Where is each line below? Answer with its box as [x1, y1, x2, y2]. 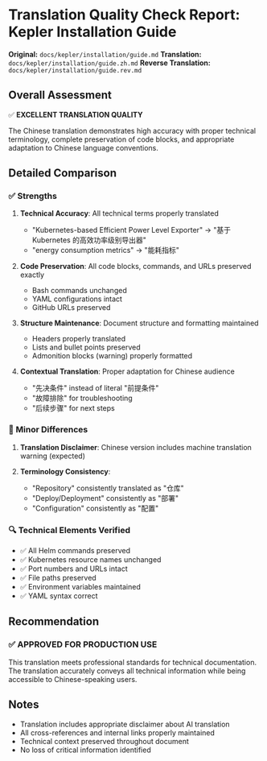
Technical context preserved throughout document [19, 736, 189, 746]
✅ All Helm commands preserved [19, 546, 131, 556]
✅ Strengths [8, 191, 58, 202]
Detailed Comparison [8, 167, 117, 180]
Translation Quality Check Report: [8, 6, 240, 24]
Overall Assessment [8, 89, 113, 102]
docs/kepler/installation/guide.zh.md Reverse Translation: [8, 58, 212, 68]
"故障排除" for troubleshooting [31, 393, 133, 403]
